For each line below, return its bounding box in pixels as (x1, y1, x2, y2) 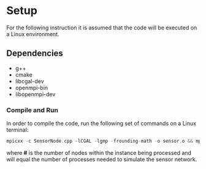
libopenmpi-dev (15, 90, 56, 98)
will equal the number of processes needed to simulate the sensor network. (6, 156, 197, 163)
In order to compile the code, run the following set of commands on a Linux (6, 120, 197, 127)
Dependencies (6, 48, 63, 59)
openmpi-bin (15, 84, 48, 91)
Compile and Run (6, 105, 58, 114)
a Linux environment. (6, 30, 59, 37)
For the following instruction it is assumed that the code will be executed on (6, 24, 197, 31)
